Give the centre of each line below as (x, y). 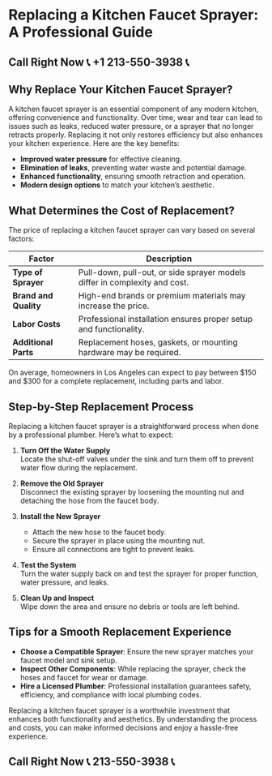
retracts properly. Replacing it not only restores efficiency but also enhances (136, 135)
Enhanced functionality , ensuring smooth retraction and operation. (133, 177)
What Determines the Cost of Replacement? (121, 210)
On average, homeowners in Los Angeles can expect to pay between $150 (132, 373)
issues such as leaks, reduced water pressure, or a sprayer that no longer (131, 126)
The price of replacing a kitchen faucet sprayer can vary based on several (132, 230)
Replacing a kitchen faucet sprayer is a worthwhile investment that (119, 710)
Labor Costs (36, 324)
